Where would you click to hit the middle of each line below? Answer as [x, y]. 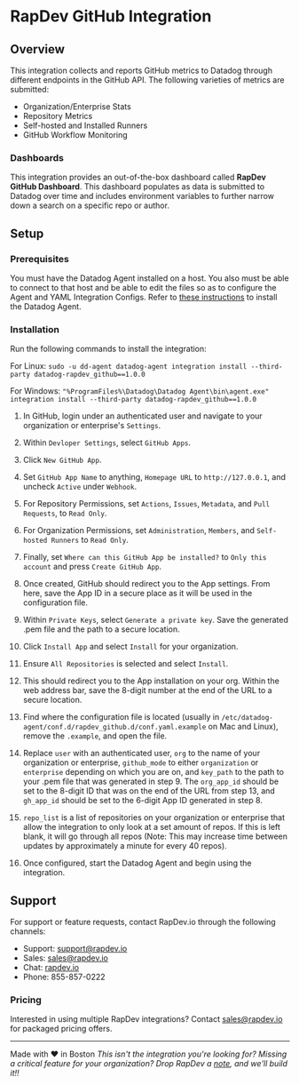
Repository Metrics [58, 116]
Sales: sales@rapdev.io [66, 958]
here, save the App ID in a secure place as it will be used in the [138, 594]
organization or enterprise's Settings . [92, 426]
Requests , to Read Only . [65, 514]
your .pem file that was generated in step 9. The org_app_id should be [150, 782]
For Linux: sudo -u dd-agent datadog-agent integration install [129, 366]
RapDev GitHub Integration [111, 16]
